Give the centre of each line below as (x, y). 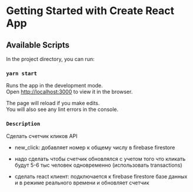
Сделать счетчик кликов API (42, 136)
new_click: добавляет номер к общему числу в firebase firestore (95, 147)
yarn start (21, 73)
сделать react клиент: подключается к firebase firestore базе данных (101, 176)
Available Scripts (38, 45)
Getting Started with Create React (90, 11)
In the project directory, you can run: (50, 59)
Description (23, 124)
